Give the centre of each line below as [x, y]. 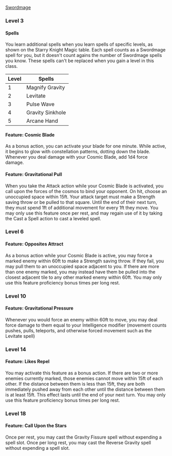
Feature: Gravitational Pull [34, 174]
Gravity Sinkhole [46, 112]
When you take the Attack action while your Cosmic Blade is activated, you [84, 186]
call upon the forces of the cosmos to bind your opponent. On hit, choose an [86, 191]
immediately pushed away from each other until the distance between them [85, 389]
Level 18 [16, 413]
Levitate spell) [20, 336]
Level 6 [15, 232]
